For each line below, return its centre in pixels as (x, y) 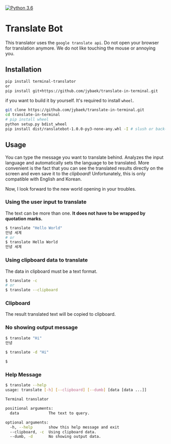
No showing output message (41, 328)
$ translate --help (26, 385)
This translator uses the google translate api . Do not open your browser (82, 42)
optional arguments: (27, 422)
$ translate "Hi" (24, 338)
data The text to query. (50, 413)
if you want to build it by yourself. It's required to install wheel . (70, 101)
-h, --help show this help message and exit (65, 427)
